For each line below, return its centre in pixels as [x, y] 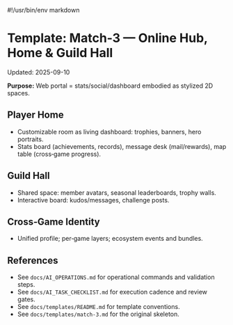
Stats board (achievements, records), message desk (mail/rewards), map [122, 146]
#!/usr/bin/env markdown [43, 10]
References [33, 260]
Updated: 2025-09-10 [39, 72]
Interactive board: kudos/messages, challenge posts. [93, 200]
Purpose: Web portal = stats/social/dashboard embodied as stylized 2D [110, 86]
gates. [26, 299]
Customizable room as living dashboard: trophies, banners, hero [109, 132]
